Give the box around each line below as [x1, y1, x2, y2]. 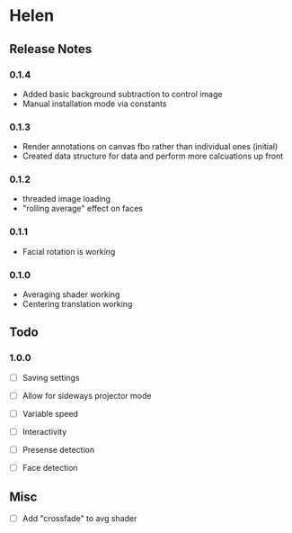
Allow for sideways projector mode [22, 390, 152, 401]
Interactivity [22, 426, 67, 437]
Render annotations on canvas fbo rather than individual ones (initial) [22, 141, 279, 152]
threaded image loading [22, 194, 111, 204]
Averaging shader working [22, 289, 120, 300]
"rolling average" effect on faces [22, 203, 144, 214]
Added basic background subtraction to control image [22, 88, 223, 99]
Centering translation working [22, 299, 133, 310]
